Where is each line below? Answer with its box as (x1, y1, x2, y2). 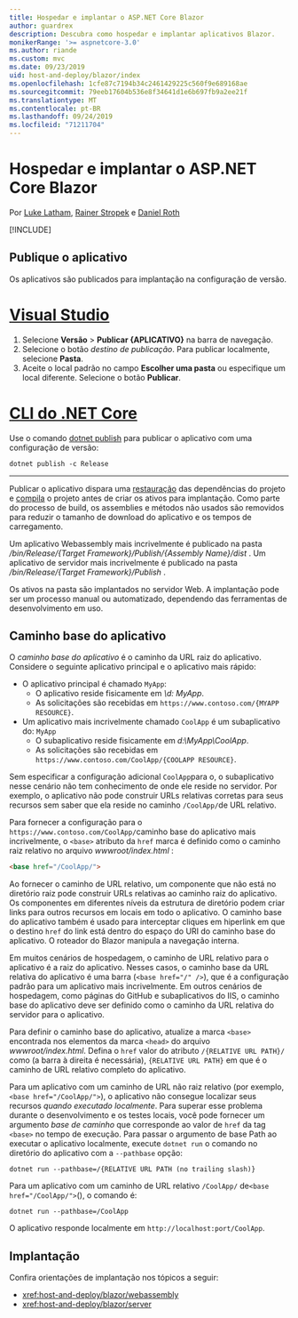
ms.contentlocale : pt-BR (9, 104, 101, 113)
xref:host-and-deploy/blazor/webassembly (21, 1290, 179, 1300)
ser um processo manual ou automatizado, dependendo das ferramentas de (9, 593, 287, 604)
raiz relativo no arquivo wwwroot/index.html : (9, 846, 175, 856)
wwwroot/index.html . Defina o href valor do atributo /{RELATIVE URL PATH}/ (9, 1046, 286, 1057)
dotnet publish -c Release (9, 459, 109, 468)
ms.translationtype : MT (9, 95, 98, 105)
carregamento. (9, 521, 64, 532)
